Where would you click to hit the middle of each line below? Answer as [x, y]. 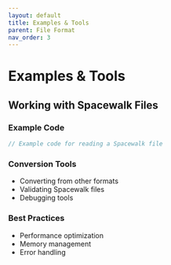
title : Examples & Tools [49, 23]
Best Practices [36, 219]
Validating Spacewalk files [62, 190]
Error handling [42, 252]
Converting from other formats [69, 181]
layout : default [35, 15]
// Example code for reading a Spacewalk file [85, 144]
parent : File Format [42, 30]
